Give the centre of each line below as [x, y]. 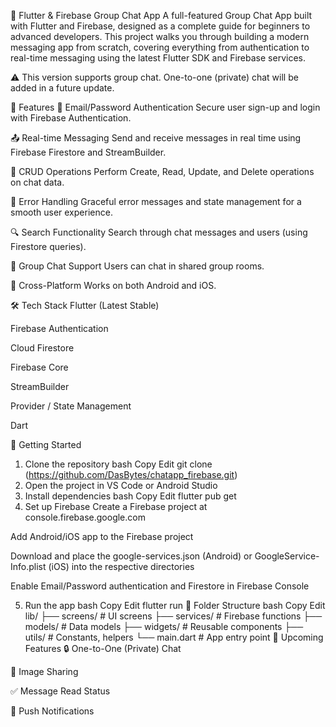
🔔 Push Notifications [52, 711]
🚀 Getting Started [46, 444]
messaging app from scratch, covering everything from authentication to [160, 47]
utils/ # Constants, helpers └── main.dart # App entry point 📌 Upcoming [174, 637]
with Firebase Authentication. [71, 118]
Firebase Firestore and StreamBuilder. [88, 152]
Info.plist [28, 566]
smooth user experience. [61, 212]
